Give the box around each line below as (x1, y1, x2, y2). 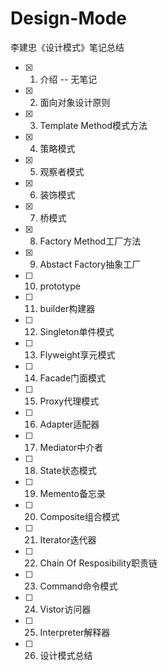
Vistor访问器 (39, 603, 92, 615)
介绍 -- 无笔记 (39, 73, 98, 85)
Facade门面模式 (39, 372, 107, 384)
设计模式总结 (39, 649, 93, 661)
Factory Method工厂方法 (39, 235, 142, 247)
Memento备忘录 (39, 487, 106, 499)
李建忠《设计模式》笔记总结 (10, 41, 125, 53)
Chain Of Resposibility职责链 (39, 557, 158, 569)
